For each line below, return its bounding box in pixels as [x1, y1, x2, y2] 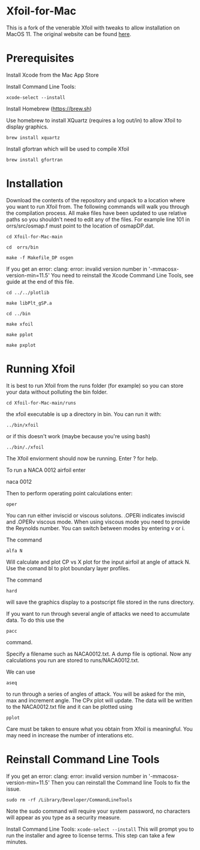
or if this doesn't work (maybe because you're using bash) [6, 432, 151, 439]
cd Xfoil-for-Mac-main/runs [6, 400, 77, 406]
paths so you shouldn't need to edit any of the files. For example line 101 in [6, 216, 190, 223]
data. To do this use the [6, 616, 65, 624]
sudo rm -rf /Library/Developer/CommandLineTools [6, 797, 133, 803]
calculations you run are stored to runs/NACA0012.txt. [6, 656, 140, 664]
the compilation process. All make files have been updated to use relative [6, 209, 187, 217]
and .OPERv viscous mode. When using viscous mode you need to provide [6, 518, 190, 525]
